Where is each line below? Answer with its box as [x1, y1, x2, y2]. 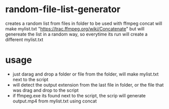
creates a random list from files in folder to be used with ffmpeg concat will [5, 20, 162, 26]
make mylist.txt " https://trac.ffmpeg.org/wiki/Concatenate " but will [5, 25, 145, 31]
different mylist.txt [5, 37, 44, 43]
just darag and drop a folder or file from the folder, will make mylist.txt [12, 71, 159, 77]
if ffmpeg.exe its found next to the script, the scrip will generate [12, 92, 146, 98]
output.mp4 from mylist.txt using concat [12, 98, 97, 104]
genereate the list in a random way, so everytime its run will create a [5, 31, 148, 37]
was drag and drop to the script [12, 87, 79, 93]
